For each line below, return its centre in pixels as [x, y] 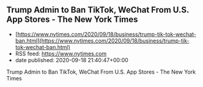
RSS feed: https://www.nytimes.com [61, 54]
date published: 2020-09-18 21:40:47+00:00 [72, 60]
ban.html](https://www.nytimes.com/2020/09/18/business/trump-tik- [102, 40]
